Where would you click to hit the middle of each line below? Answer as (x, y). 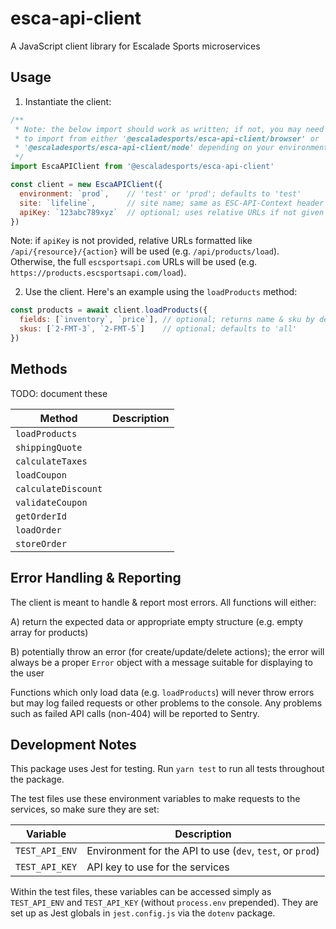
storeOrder (41, 543)
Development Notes (73, 744)
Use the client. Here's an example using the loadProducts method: (161, 292)
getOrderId (41, 516)
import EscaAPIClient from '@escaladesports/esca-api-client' (142, 167)
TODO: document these (59, 393)
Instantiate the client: (68, 101)
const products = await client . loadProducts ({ (109, 310)
